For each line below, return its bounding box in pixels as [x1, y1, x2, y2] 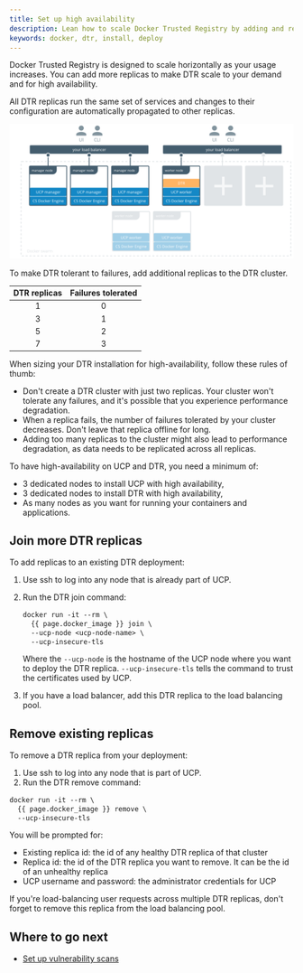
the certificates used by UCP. [22, 673, 133, 684]
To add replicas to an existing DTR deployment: [9, 557, 185, 568]
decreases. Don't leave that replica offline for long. [22, 424, 212, 435]
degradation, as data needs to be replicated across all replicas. [22, 443, 257, 454]
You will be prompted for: [9, 829, 104, 840]
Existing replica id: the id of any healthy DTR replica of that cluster [22, 847, 269, 858]
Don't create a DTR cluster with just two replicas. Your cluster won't [22, 385, 274, 397]
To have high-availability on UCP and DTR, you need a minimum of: [9, 461, 259, 472]
